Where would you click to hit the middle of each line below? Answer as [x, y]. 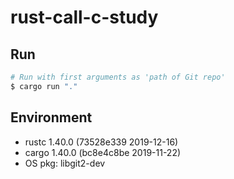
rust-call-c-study [84, 17]
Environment [51, 117]
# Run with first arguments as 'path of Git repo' [118, 77]
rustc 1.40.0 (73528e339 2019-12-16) [101, 142]
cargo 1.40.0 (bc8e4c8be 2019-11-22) [103, 152]
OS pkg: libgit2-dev [65, 163]
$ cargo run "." [44, 86]
